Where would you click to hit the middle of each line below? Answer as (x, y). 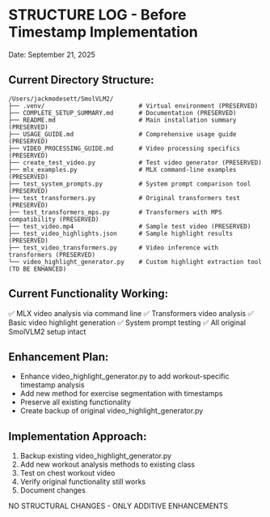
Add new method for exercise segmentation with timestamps (122, 394)
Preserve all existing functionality (76, 402)
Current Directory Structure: (81, 80)
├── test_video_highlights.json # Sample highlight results (120, 233)
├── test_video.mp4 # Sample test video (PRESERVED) (130, 226)
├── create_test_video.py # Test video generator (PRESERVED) (135, 162)
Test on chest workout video (67, 473)
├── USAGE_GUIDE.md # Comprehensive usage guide (122, 134)
